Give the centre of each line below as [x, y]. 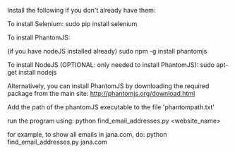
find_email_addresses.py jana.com [58, 142]
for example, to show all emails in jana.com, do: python [87, 134]
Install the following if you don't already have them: [82, 10]
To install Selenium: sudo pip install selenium [72, 24]
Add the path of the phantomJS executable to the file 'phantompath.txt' [111, 107]
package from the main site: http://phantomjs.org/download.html [101, 93]
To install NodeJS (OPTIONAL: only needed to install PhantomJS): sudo [111, 65]
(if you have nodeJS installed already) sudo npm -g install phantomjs [107, 51]
